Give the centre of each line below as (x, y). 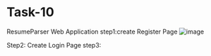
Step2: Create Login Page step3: (54, 45)
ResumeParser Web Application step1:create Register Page (92, 31)
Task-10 (30, 12)
